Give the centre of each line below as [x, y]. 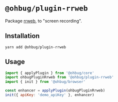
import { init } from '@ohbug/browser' [45, 82]
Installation [22, 36]
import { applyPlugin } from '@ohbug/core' [50, 73]
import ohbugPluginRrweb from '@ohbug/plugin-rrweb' [59, 77]
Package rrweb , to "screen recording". [43, 21]
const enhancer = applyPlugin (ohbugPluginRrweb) [55, 90]
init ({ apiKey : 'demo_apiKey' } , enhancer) [50, 95]
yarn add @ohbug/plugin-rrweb [36, 47]
